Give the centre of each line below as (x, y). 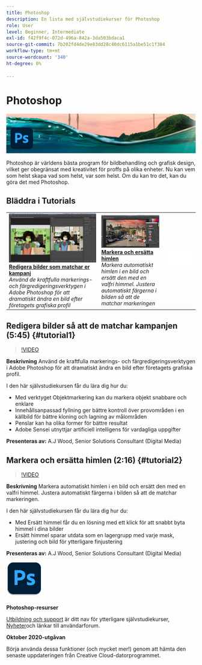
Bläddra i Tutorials (41, 201)
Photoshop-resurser (32, 607)
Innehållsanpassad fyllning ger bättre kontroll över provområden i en (99, 410)
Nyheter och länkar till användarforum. (53, 625)
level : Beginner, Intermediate (45, 32)
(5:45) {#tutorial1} (41, 335)
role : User (20, 25)
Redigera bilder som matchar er (49, 267)
